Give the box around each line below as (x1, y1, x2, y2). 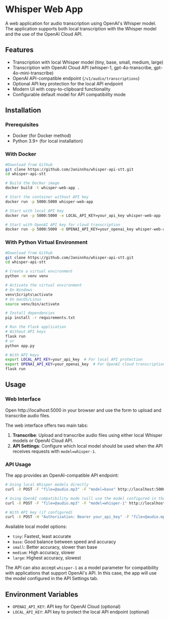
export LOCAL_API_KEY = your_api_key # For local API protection (5, 357, 143, 362)
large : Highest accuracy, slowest (12, 555, 81, 561)
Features (5, 46, 34, 54)
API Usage (5, 461, 31, 468)
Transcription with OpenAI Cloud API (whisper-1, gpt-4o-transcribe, (12, 64, 153, 70)
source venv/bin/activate (5, 301, 59, 306)
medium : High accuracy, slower (12, 550, 75, 556)
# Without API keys (5, 329, 46, 334)
